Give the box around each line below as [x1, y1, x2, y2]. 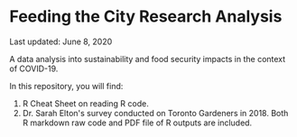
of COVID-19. [9, 63, 59, 74]
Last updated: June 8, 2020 [9, 36, 113, 47]
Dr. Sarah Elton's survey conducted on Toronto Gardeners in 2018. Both [22, 107, 289, 118]
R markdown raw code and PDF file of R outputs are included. [22, 117, 253, 128]
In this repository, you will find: [9, 80, 124, 91]
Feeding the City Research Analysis [9, 6, 283, 27]
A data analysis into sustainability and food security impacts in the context [9, 53, 286, 64]
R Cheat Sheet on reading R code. [22, 97, 149, 109]
